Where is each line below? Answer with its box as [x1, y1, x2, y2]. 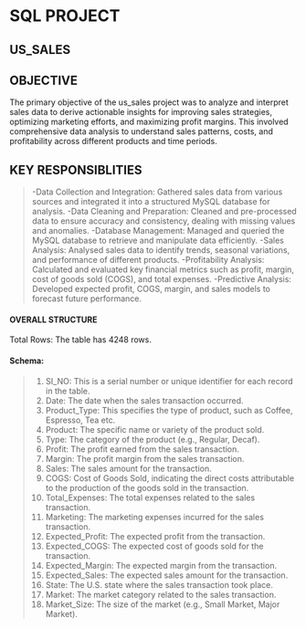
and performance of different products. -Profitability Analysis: [31, 255, 265, 266]
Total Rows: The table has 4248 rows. [9, 334, 153, 345]
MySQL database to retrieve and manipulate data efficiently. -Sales [31, 235, 285, 246]
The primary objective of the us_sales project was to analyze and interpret [9, 97, 290, 108]
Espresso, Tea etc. [45, 414, 116, 425]
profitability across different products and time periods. [9, 136, 217, 147]
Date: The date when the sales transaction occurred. [45, 394, 244, 406]
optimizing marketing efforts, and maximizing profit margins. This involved [9, 116, 290, 128]
